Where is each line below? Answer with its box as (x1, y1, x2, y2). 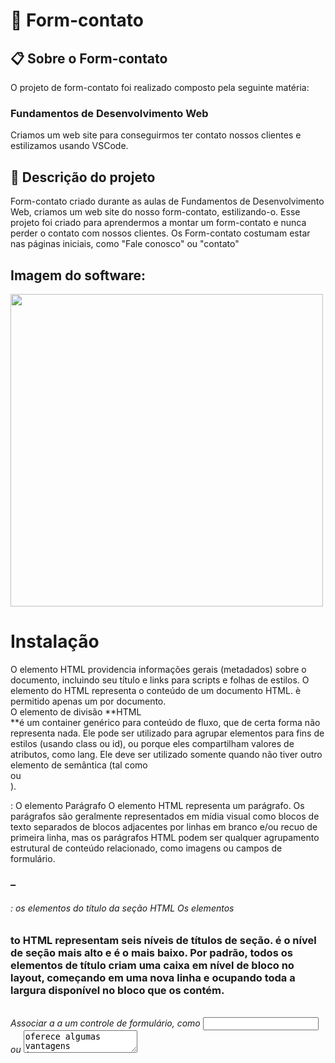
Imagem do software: (10, 267, 147, 284)
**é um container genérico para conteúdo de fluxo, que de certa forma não (10, 716, 321, 728)
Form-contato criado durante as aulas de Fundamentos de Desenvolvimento (10, 195, 325, 208)
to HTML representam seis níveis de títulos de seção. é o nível (10, 933, 317, 947)
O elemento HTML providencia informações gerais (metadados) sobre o (10, 663, 307, 675)
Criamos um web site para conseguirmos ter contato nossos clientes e (10, 129, 302, 141)
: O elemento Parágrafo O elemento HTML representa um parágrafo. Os (10, 799, 305, 811)
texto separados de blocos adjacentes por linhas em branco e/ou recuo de (10, 820, 318, 833)
